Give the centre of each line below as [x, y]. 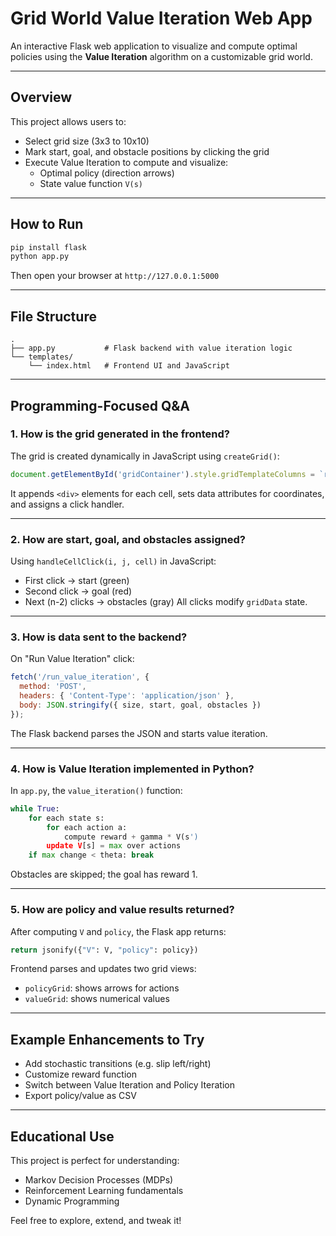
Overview [41, 97]
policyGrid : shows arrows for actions [102, 988]
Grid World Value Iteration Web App [161, 18]
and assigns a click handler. [67, 504]
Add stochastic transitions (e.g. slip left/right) [118, 1064]
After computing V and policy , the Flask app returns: [118, 931]
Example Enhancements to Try [107, 1039]
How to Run [47, 224]
